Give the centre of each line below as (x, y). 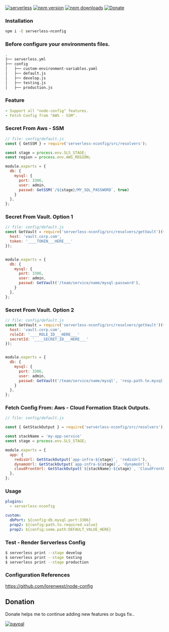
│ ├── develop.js (26, 78)
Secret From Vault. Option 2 (40, 310)
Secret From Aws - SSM (35, 129)
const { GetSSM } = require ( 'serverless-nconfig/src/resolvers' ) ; (76, 144)
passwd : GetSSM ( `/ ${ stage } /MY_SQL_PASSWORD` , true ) (74, 190)
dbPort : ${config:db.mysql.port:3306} (51, 520)
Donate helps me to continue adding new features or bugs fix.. (70, 614)
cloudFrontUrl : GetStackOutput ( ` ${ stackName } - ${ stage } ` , (75, 469)
